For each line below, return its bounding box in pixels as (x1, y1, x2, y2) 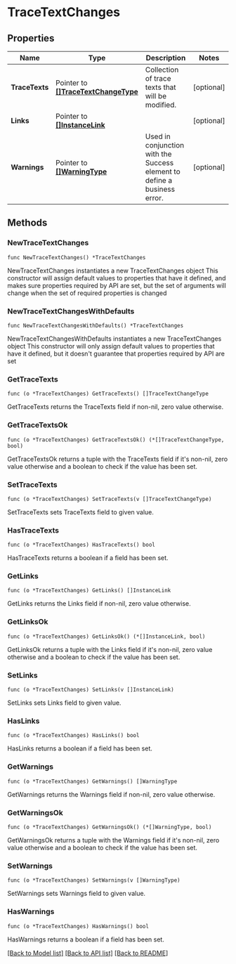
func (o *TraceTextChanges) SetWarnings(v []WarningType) (7, 877, 181, 884)
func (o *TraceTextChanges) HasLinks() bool (7, 732, 140, 739)
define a (145, 176, 173, 185)
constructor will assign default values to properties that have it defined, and (7, 273, 226, 282)
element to (145, 167, 181, 176)
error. (145, 193, 164, 202)
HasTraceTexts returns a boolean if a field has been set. (7, 554, 169, 562)
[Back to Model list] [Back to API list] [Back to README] (7, 949, 169, 957)
